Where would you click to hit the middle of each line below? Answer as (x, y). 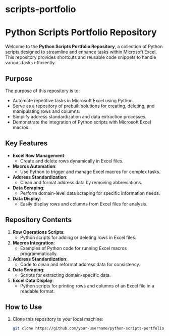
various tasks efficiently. (31, 63)
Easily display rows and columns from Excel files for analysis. (84, 204)
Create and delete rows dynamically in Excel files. (72, 161)
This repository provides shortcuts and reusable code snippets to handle (81, 57)
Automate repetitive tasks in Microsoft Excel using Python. (73, 100)
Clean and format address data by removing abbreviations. (81, 182)
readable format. (37, 291)
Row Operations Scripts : (39, 232)
